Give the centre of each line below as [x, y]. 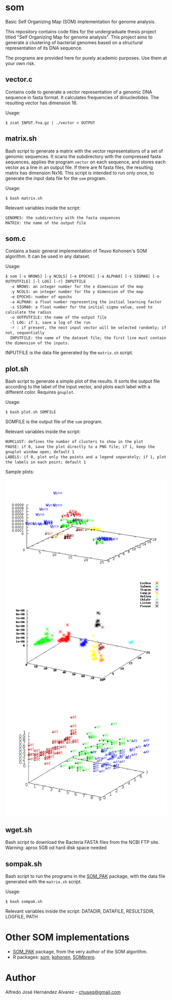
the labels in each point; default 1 [46, 462]
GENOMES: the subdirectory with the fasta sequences [63, 218]
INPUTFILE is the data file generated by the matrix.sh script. [69, 353]
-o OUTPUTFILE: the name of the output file [58, 317]
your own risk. [21, 63]
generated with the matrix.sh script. [44, 882]
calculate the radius [28, 312]
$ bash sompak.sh [24, 902]
